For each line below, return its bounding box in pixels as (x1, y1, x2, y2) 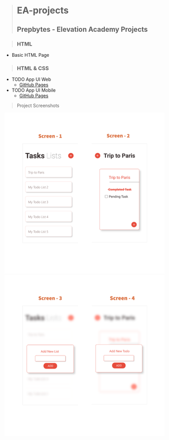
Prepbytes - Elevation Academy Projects (16, 25, 148, 34)
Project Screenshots (16, 102, 60, 109)
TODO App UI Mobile (11, 87, 56, 94)
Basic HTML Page (11, 52, 50, 58)
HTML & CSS (16, 64, 49, 72)
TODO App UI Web (11, 76, 51, 82)
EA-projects (16, 5, 69, 16)
